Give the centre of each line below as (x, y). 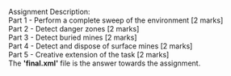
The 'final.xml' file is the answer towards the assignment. (105, 63)
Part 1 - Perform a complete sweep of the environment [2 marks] (116, 20)
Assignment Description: (49, 12)
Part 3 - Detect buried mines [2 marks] (73, 37)
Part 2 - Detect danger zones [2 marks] (74, 29)
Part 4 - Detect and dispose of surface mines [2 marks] (101, 46)
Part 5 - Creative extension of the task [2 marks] (89, 55)
